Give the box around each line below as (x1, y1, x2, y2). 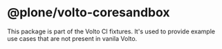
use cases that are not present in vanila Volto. (7, 34, 138, 42)
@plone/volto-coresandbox (7, 5, 171, 20)
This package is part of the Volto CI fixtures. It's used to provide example (7, 27, 216, 35)
